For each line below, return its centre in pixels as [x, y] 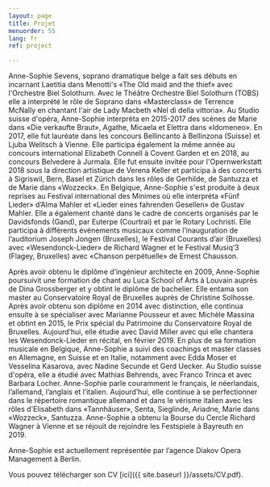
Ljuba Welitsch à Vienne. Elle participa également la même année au [122, 145]
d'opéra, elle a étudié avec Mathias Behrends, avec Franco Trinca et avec [130, 375]
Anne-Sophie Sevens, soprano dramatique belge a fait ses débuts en [123, 76]
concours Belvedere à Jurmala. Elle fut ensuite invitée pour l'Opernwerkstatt [135, 162]
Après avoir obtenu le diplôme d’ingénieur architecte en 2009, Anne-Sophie [134, 272]
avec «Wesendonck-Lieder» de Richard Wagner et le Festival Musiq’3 [124, 248]
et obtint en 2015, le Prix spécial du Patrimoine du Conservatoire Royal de [130, 323]
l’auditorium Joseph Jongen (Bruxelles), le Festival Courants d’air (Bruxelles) [135, 239]
